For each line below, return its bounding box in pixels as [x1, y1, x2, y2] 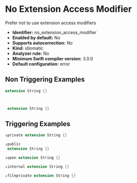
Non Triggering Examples [5, 75, 85, 84]
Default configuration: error [12, 61, 70, 67]
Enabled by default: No [12, 35, 61, 41]
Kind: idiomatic [12, 45, 43, 51]
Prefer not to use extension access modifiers [5, 20, 96, 26]
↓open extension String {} [5, 155, 61, 160]
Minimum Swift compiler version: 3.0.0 [12, 55, 94, 61]
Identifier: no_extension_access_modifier [12, 29, 97, 35]
